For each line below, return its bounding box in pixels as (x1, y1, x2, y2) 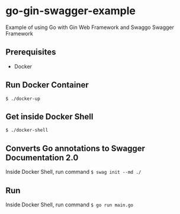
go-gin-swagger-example (5, 4, 136, 18)
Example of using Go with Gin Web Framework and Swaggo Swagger (5, 24, 175, 31)
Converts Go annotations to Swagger (5, 143, 146, 153)
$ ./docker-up (5, 96, 41, 102)
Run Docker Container (5, 80, 89, 90)
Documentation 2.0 (5, 153, 79, 163)
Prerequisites (5, 47, 56, 57)
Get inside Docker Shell (5, 111, 94, 122)
